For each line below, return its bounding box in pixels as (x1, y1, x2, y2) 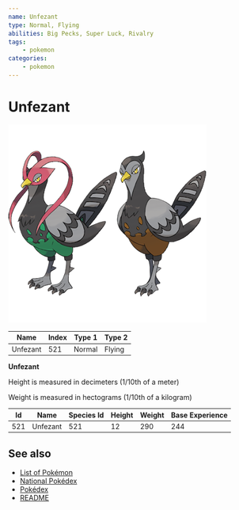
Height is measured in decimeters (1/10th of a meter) (8, 377, 180, 387)
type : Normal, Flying (8, 21, 80, 29)
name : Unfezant (8, 13, 59, 21)
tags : (8, 38, 26, 46)
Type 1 (74, 333, 97, 342)
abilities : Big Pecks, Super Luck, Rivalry (8, 29, 154, 37)
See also (8, 447, 51, 460)
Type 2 (104, 333, 128, 342)
